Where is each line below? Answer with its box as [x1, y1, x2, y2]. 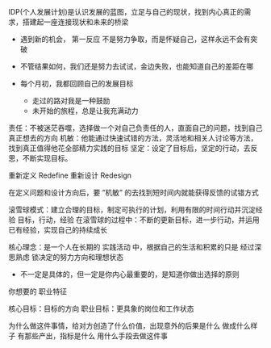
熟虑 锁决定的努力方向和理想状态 [15, 253, 123, 262]
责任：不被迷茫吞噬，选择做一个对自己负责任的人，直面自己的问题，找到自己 [8, 124, 263, 132]
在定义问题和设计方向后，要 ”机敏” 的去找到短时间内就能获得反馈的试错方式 [8, 188, 260, 197]
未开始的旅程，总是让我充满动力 [31, 106, 139, 115]
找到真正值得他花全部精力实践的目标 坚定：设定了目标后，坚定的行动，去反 [8, 144, 258, 153]
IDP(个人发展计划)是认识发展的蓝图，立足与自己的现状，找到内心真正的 [8, 7, 244, 16]
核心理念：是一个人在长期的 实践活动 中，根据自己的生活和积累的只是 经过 [8, 242, 255, 252]
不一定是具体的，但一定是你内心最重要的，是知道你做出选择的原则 [19, 270, 240, 279]
